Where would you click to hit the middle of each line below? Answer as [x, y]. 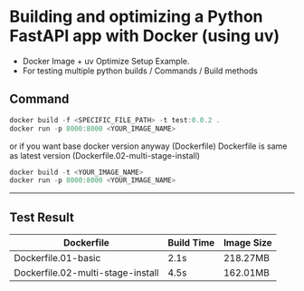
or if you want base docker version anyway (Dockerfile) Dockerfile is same [148, 146]
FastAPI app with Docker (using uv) [145, 36]
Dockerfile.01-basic [57, 258]
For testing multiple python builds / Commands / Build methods [140, 71]
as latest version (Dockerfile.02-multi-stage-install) [105, 155]
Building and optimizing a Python [136, 17]
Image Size [248, 243]
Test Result [42, 217]
